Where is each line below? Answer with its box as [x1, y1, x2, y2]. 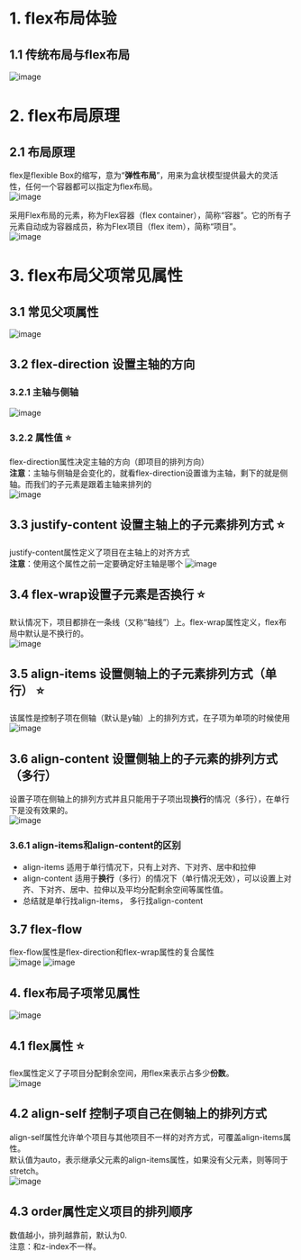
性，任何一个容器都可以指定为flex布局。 [9, 181, 158, 192]
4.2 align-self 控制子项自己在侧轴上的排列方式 [9, 1106, 268, 1121]
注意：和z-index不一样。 [9, 1240, 101, 1252]
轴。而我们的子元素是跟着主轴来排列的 [9, 478, 151, 489]
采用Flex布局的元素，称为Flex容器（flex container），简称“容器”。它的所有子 [9, 210, 291, 221]
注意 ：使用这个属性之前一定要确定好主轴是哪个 [9, 557, 183, 568]
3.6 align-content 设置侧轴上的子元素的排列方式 [9, 751, 278, 766]
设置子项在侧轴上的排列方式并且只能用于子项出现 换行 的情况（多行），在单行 [9, 793, 290, 804]
